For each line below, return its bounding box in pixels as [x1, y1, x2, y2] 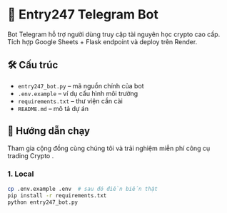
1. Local [7, 169, 34, 179]
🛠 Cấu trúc [7, 59, 59, 71]
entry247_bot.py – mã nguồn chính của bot [17, 81, 144, 90]
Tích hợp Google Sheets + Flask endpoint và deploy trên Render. [7, 37, 198, 46]
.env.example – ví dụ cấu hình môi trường [17, 89, 138, 98]
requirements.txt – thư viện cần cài [17, 96, 123, 105]
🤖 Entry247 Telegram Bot [7, 6, 158, 23]
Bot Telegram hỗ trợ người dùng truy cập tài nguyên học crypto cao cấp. [7, 30, 221, 38]
